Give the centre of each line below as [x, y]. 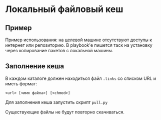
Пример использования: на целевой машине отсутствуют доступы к [79, 40]
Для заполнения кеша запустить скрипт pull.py [56, 102]
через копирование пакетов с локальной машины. [59, 50]
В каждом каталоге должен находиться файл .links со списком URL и [81, 78]
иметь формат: [21, 83]
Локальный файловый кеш [64, 9]
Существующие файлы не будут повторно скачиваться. [65, 112]
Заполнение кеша [34, 66]
